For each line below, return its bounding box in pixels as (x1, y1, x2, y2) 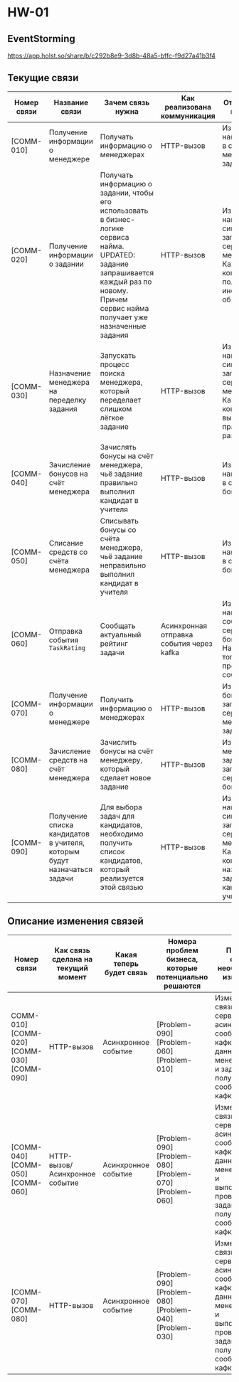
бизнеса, (166, 954, 198, 964)
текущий (56, 963, 89, 973)
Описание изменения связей (7, 915, 144, 927)
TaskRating (48, 644, 86, 652)
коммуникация (160, 111, 216, 121)
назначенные (100, 321, 147, 331)
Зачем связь (104, 97, 150, 107)
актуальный (100, 629, 142, 639)
